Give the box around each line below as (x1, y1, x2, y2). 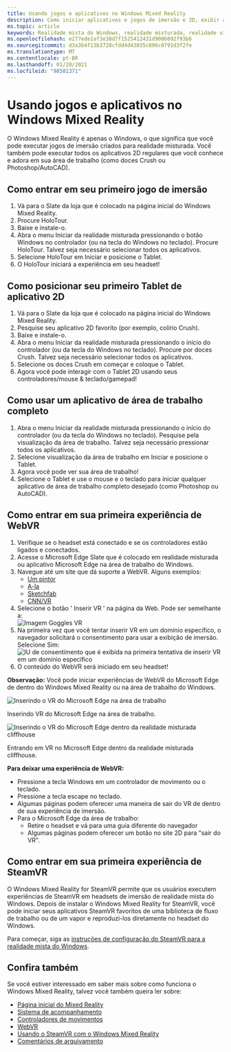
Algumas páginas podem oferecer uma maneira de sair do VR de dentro (16, 799, 221, 807)
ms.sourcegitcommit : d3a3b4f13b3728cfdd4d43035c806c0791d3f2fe (7, 42, 192, 49)
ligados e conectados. (16, 546, 80, 554)
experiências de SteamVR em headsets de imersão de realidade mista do (7, 892, 214, 900)
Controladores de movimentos (16, 1015, 103, 1024)
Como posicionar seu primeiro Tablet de (7, 280, 182, 292)
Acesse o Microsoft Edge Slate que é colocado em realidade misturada (16, 552, 219, 561)
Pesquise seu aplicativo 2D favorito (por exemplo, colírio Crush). (16, 324, 200, 332)
